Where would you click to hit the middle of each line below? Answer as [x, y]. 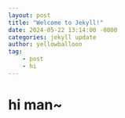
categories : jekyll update [52, 37]
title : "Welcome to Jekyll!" [56, 23]
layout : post [29, 15]
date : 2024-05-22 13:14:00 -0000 [63, 30]
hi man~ [35, 104]
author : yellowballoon [45, 45]
